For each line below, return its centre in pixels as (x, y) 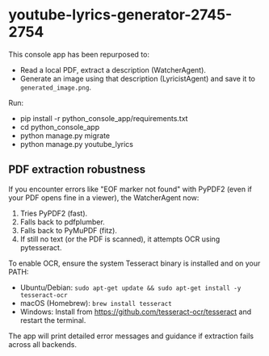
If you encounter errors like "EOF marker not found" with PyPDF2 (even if (130, 189)
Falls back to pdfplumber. (62, 222)
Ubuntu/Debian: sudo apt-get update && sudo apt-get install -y (130, 287)
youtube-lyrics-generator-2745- (120, 15)
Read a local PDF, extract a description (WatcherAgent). (113, 69)
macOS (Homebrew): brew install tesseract (96, 303)
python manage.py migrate (65, 136)
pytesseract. (41, 247)
